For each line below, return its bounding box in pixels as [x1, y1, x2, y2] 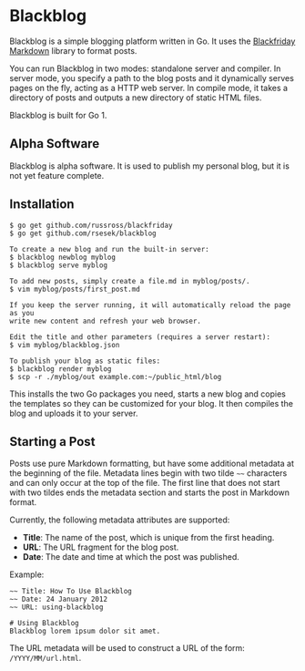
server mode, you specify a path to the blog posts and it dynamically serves [9, 72, 294, 83]
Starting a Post [9, 434, 96, 449]
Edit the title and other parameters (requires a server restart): [9, 332, 271, 342]
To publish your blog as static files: [9, 356, 161, 366]
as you [9, 308, 35, 317]
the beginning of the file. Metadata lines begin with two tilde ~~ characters [9, 468, 288, 479]
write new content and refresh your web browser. [9, 316, 202, 325]
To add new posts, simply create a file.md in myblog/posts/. [9, 276, 250, 285]
